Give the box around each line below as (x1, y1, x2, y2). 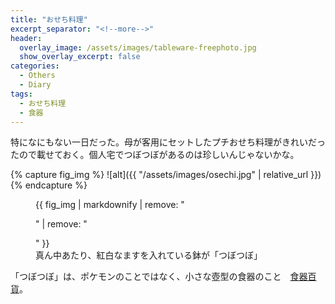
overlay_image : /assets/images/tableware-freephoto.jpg (19, 42, 257, 53)
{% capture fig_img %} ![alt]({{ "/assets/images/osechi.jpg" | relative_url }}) (10, 169, 322, 181)
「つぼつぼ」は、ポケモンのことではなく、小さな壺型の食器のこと (10, 271, 282, 283)
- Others (19, 71, 56, 81)
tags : (10, 89, 33, 99)
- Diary (19, 80, 52, 90)
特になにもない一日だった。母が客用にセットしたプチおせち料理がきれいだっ (10, 136, 326, 148)
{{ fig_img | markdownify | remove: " (35, 199, 185, 211)
